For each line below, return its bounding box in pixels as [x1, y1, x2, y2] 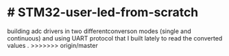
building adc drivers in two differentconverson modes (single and [7, 27, 191, 35]
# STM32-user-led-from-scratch [7, 5, 199, 20]
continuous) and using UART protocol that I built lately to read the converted [7, 34, 223, 42]
